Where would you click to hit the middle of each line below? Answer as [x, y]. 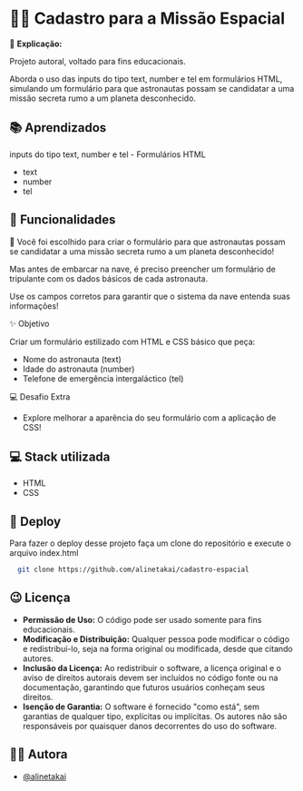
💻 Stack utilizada [60, 456]
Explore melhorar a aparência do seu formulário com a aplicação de [149, 418]
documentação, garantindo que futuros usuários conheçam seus [144, 687]
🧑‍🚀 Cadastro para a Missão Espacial [147, 19]
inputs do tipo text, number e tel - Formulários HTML [108, 154]
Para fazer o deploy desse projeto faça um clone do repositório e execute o [151, 543]
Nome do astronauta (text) [72, 359]
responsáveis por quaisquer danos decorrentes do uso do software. [150, 726]
